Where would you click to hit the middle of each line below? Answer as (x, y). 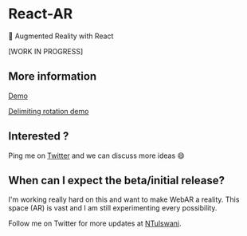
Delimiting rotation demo (49, 111)
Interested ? (39, 136)
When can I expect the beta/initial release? (117, 180)
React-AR (41, 14)
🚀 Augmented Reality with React (61, 36)
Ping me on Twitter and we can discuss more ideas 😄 (96, 155)
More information (53, 77)
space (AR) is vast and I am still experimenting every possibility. (113, 208)
